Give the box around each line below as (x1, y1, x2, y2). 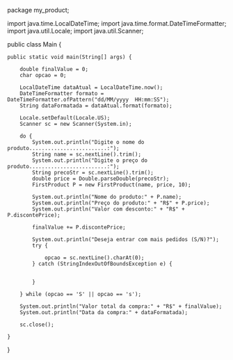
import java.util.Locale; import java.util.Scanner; (7, 27, 144, 35)
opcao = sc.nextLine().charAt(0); (44, 254, 145, 261)
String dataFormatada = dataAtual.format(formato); (19, 102, 172, 109)
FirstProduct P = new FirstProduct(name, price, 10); (32, 181, 191, 188)
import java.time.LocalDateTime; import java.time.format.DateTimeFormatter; (7, 19, 227, 27)
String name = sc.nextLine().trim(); (32, 151, 141, 158)
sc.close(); (19, 321, 54, 328)
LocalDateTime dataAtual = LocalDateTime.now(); (19, 84, 163, 91)
